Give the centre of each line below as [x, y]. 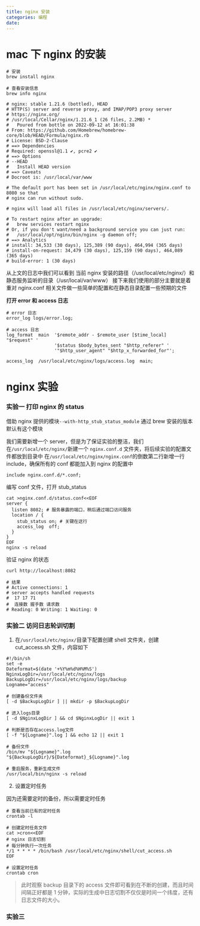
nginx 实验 [32, 387]
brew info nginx [26, 94]
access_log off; [39, 527]
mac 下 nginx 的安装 [56, 54]
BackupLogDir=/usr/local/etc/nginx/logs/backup [67, 680]
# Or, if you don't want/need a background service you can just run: [96, 230]
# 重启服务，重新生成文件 [33, 769]
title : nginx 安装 [28, 12]
